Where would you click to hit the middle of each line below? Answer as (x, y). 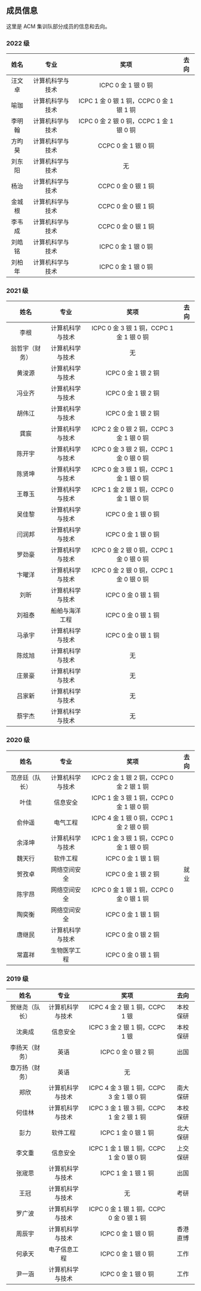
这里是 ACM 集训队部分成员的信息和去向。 (58, 26)
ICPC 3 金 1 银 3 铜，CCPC (127, 1108)
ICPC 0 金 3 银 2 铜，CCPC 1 (133, 449)
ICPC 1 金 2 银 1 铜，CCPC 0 (133, 490)
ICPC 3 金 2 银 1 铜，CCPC (127, 1027)
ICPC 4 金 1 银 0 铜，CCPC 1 (133, 818)
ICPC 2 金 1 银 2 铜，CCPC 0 (133, 777)
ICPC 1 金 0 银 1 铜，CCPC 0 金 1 (126, 101)
